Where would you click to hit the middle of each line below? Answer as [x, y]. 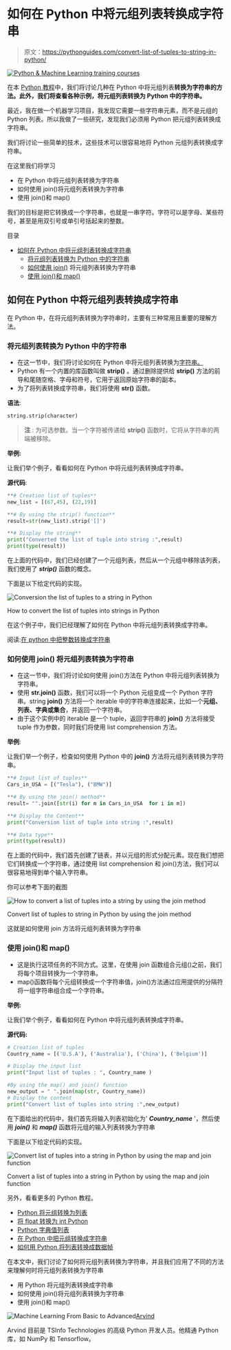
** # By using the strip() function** [61, 515]
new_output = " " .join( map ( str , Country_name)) [77, 1092]
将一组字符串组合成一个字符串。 [62, 990]
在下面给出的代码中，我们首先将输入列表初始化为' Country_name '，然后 [111, 1118]
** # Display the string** [44, 533]
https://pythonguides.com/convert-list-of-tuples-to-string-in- [129, 52]
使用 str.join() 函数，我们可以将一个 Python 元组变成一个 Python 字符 [115, 693]
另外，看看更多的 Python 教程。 [52, 1198]
